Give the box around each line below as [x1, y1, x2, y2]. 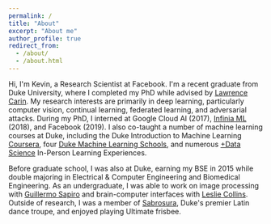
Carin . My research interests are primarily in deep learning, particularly [8, 96, 244, 106]
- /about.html [15, 57, 63, 66]
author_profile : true [8, 34, 82, 43]
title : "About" [8, 19, 60, 27]
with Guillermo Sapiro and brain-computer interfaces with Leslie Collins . [8, 189, 248, 199]
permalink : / [8, 11, 53, 20]
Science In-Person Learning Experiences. [8, 147, 147, 158]
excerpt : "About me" [8, 27, 78, 35]
